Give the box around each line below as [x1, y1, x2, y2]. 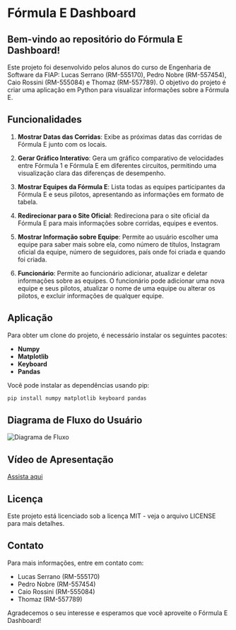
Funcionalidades [7, 113, 83, 125]
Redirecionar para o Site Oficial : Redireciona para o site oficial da [17, 211, 210, 220]
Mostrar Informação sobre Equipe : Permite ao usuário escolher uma [17, 232, 219, 241]
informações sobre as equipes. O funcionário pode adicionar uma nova [17, 276, 225, 285]
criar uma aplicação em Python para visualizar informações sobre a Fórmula [7, 86, 230, 94]
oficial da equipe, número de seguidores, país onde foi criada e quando [17, 247, 226, 256]
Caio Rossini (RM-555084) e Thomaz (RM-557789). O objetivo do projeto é [7, 78, 226, 86]
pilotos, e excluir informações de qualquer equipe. [17, 291, 164, 300]
